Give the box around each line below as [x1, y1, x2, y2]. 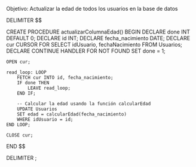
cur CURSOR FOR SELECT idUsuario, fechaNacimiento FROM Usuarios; [6, 41, 182, 48]
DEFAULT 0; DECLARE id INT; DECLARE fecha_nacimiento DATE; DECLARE [6, 35, 190, 41]
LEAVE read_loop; [27, 85, 71, 91]
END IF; [17, 90, 36, 96]
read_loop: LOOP [6, 69, 47, 75]
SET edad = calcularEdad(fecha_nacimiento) [17, 111, 127, 117]
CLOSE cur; [6, 132, 33, 138]
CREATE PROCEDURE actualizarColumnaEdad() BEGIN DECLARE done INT [6, 28, 190, 35]
